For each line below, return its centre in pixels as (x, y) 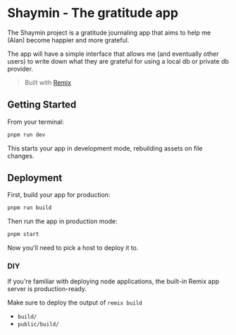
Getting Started (42, 105)
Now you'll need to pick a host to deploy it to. (73, 248)
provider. (20, 69)
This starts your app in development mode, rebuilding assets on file (105, 148)
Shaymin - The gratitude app (93, 13)
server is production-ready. (47, 289)
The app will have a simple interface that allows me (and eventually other (113, 54)
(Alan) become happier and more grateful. (68, 40)
